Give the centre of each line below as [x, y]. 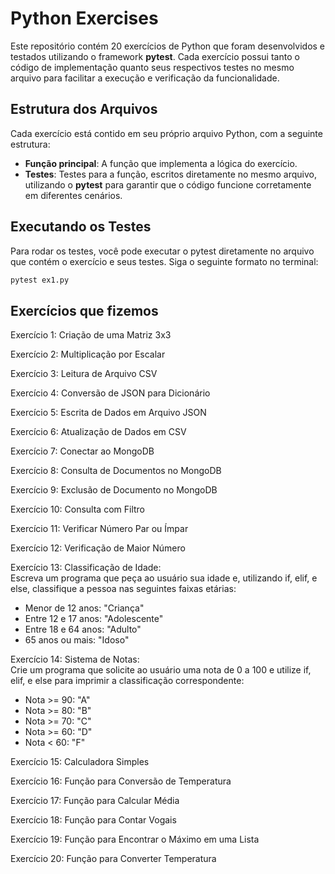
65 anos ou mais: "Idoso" [77, 640]
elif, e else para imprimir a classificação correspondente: [127, 681]
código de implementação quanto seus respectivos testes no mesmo [152, 67]
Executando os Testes [81, 227]
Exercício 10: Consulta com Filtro [78, 509]
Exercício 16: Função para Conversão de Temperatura [121, 781]
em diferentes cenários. [73, 195]
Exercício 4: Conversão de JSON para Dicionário [110, 393]
